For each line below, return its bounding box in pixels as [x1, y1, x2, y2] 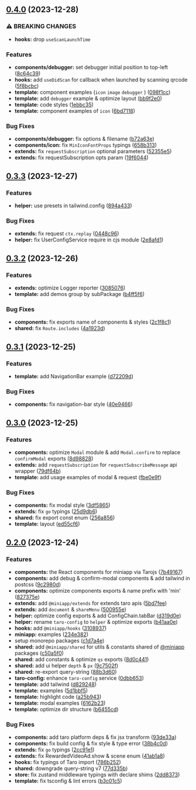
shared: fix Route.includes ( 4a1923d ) [14, 325, 105, 332]
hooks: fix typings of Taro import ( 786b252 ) [14, 759, 121, 766]
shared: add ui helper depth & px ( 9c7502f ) [14, 662, 119, 669]
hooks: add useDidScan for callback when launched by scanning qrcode [14, 76, 188, 83]
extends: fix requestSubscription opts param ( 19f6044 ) [14, 154, 149, 161]
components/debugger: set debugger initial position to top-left [14, 63, 169, 70]
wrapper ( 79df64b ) [14, 467, 61, 475]
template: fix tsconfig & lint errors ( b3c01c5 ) [14, 778, 122, 785]
